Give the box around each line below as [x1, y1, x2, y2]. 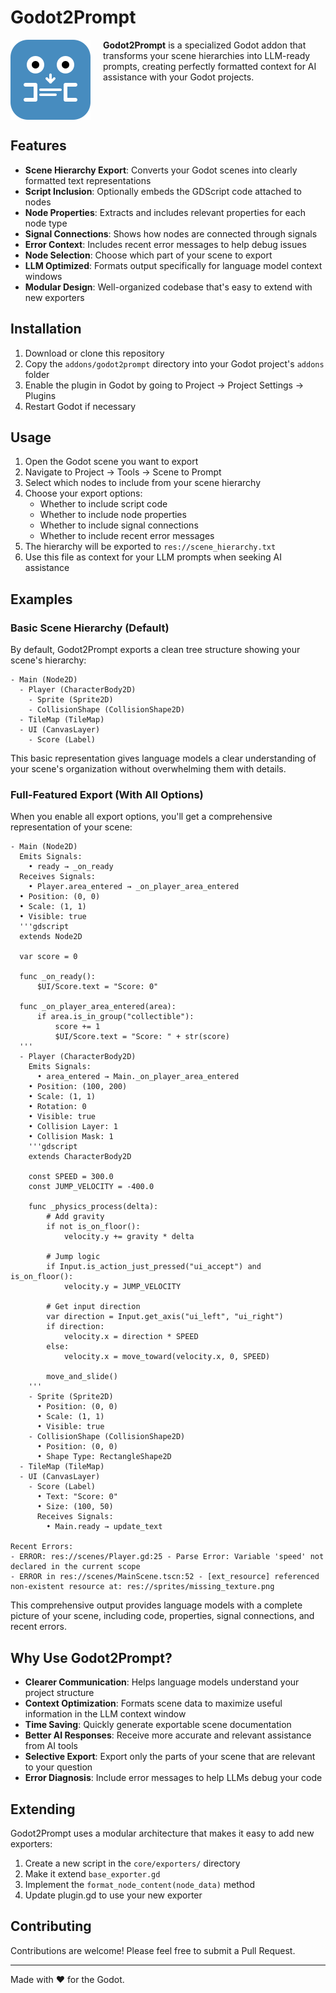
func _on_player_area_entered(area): [19, 1002, 177, 1012]
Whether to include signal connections [39, 519, 199, 531]
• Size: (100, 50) [36, 1502, 114, 1512]
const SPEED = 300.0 [28, 1172, 114, 1182]
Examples [10, 591, 73, 608]
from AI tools [24, 1740, 78, 1752]
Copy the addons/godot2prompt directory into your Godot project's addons [24, 357, 325, 370]
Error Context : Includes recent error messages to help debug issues [24, 238, 307, 250]
